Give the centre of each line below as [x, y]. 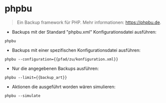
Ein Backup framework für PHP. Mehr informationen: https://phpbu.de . [89, 22]
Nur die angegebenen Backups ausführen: [55, 68]
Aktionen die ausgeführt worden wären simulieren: [64, 87]
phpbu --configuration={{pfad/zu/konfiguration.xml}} [62, 59]
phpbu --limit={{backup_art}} [36, 77]
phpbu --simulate [23, 96]
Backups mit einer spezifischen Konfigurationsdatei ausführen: [76, 50]
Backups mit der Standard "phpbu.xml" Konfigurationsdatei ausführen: [84, 32]
